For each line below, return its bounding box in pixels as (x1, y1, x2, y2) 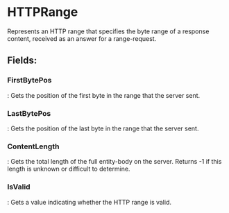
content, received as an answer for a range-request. (7, 34, 157, 42)
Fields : (7, 55, 37, 67)
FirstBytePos (7, 76, 52, 85)
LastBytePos (7, 108, 51, 118)
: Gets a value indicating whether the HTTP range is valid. (7, 198, 172, 206)
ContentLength (7, 142, 60, 151)
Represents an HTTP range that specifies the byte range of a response (7, 27, 210, 35)
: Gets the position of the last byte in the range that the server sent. (7, 124, 199, 133)
